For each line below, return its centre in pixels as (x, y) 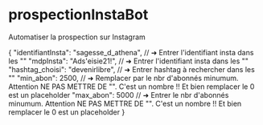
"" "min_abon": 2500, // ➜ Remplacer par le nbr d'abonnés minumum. (123, 78)
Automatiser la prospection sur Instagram (77, 37)
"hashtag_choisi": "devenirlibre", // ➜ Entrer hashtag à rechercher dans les (131, 69)
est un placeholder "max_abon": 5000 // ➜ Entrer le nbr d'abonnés (119, 95)
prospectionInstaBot (78, 15)
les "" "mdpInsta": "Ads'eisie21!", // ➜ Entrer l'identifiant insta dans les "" (129, 61)
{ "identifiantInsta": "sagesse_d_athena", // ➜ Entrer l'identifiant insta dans (131, 52)
